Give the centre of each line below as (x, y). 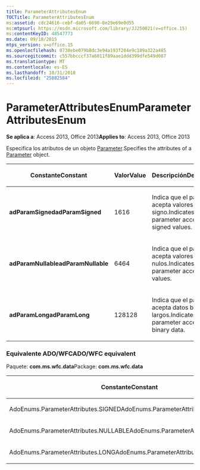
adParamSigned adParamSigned (55, 212)
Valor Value (130, 175)
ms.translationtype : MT (36, 61)
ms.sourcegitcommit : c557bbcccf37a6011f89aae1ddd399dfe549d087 (86, 56)
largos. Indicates (174, 315)
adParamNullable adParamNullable (59, 264)
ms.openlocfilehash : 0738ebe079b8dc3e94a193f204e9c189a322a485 (86, 51)
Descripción (169, 175)
